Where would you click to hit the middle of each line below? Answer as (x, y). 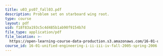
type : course (18, 19)
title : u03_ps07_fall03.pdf (33, 9)
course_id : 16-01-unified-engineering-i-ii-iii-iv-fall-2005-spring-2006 (81, 46)
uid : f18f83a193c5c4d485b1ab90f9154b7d (45, 28)
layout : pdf (17, 23)
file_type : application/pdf (33, 32)
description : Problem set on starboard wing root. (57, 14)
